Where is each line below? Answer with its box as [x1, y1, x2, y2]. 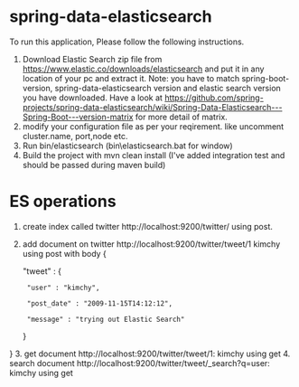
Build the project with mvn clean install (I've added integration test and [22, 149, 285, 160]
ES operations [9, 192, 117, 212]
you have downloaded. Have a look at [22, 92, 163, 103]
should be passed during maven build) [22, 159, 166, 170]
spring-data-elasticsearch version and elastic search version [54, 82, 282, 93]
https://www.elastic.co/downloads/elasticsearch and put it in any [22, 63, 265, 74]
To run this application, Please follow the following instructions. [9, 36, 245, 47]
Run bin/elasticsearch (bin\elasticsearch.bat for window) [22, 140, 233, 151]
